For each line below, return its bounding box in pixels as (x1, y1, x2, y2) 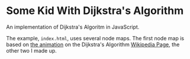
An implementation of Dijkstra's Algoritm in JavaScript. (6, 23, 140, 30)
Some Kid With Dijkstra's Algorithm (6, 4, 184, 18)
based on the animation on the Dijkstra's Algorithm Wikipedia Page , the (6, 41, 180, 48)
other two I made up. (6, 47, 57, 54)
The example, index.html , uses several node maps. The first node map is (6, 34, 185, 41)
